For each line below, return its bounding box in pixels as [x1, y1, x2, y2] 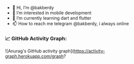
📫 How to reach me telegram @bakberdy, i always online [12, 21, 129, 27]
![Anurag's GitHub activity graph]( [5, 48, 74, 54]
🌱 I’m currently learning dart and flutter [12, 15, 92, 21]
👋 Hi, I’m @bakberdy [12, 5, 54, 10]
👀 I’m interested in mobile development [12, 10, 92, 16]
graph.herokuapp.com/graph [5, 53, 64, 59]
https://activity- [73, 48, 105, 54]
